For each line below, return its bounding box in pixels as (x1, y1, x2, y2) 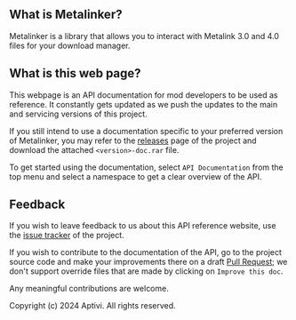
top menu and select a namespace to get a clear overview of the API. (9, 171, 262, 181)
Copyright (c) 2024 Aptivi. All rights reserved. (9, 300, 176, 311)
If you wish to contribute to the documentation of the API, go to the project (9, 247, 283, 258)
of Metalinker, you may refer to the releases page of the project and (9, 135, 257, 146)
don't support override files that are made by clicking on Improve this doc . (9, 266, 284, 276)
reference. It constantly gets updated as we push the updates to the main (9, 99, 278, 109)
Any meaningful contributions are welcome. (9, 284, 169, 294)
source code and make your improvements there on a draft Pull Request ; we (9, 257, 288, 268)
